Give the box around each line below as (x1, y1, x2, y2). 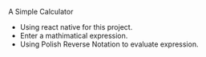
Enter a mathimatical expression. (19, 31, 128, 40)
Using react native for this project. (19, 22, 133, 31)
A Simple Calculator (8, 7, 74, 16)
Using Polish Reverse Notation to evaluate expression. (19, 39, 199, 49)
